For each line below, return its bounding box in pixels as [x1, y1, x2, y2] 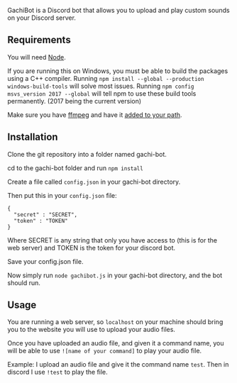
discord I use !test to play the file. [7, 368, 108, 377]
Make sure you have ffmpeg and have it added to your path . [7, 110, 182, 119]
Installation [7, 131, 58, 143]
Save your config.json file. [7, 257, 84, 265]
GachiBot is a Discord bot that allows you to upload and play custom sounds [7, 6, 230, 14]
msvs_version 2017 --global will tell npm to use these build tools [7, 89, 197, 98]
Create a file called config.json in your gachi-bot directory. [7, 177, 181, 186]
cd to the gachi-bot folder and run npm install [7, 163, 143, 172]
